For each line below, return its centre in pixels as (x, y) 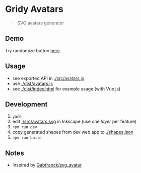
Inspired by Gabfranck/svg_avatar (47, 165)
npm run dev (25, 127)
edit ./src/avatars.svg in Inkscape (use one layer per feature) (74, 122)
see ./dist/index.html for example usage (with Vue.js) (66, 88)
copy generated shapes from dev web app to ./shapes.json (73, 132)
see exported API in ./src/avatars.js (48, 78)
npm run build (27, 138)
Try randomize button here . (33, 50)
